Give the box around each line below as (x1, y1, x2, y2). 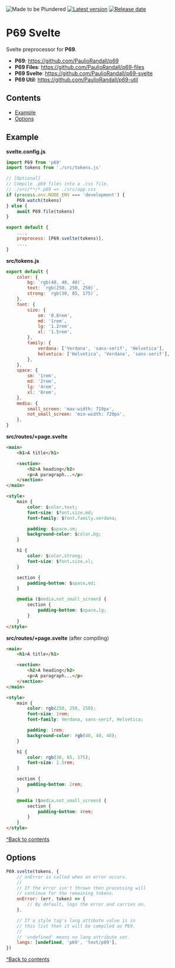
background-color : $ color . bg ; (27, 532, 101, 537)
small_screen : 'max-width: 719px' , (27, 406, 115, 412)
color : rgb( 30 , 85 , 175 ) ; (27, 754, 91, 760)
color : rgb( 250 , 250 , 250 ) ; (27, 706, 96, 712)
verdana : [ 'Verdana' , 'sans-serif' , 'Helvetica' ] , (37, 346, 165, 351)
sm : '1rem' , (27, 373, 57, 379)
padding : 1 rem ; (27, 727, 65, 734)
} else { (6, 203, 28, 209)
